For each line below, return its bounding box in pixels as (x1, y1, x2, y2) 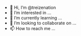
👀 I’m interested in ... (9, 10, 52, 16)
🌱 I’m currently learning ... (9, 15, 62, 20)
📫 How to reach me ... (9, 26, 55, 31)
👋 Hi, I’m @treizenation (9, 5, 56, 10)
